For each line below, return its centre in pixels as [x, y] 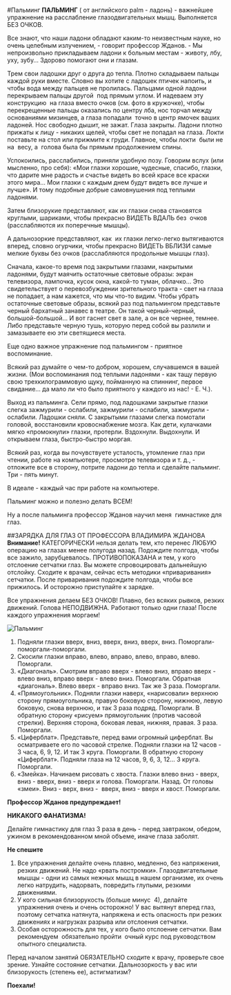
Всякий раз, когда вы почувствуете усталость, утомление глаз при [106, 453]
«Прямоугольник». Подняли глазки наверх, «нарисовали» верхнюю [118, 693]
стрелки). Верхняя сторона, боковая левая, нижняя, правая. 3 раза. [118, 723]
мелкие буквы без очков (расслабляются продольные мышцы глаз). [109, 253]
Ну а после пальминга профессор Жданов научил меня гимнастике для [114, 515]
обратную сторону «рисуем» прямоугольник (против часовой [109, 715]
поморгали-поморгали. [52, 649]
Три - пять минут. [33, 474]
